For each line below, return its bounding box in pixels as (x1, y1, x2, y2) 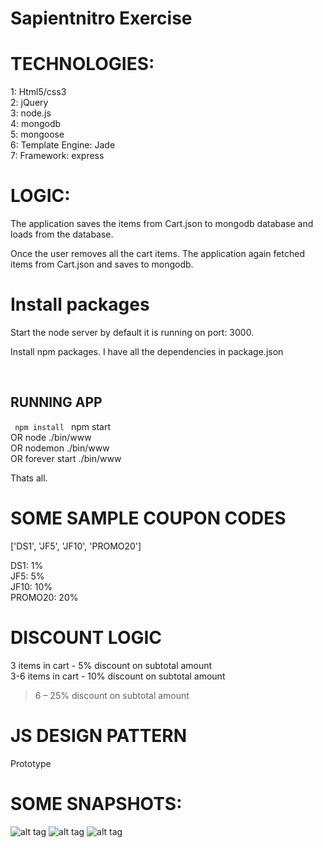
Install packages (10, 293, 150, 316)
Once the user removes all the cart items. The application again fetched (10, 248, 305, 260)
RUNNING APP (10, 394, 103, 411)
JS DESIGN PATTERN (10, 724, 188, 747)
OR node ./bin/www (10, 431, 92, 443)
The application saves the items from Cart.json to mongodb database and (10, 218, 314, 230)
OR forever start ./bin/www (10, 452, 122, 464)
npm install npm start (14, 420, 112, 432)
